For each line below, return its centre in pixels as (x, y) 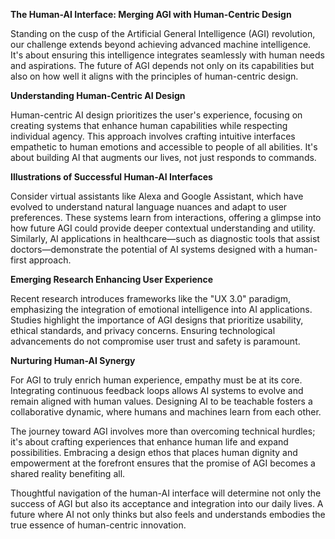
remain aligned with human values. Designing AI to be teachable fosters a (161, 401)
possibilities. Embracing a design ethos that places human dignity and (154, 452)
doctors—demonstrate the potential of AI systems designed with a (146, 249)
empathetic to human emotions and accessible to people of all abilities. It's (164, 147)
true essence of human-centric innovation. (98, 525)
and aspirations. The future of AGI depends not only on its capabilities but (162, 65)
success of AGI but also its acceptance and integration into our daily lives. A (167, 503)
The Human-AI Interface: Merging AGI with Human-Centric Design (151, 14)
